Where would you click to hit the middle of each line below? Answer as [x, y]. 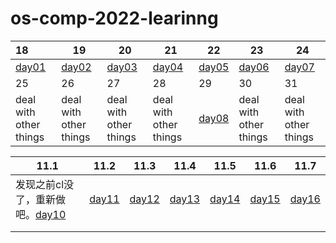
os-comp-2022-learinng [114, 18]
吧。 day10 [41, 214]
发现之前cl [40, 184]
